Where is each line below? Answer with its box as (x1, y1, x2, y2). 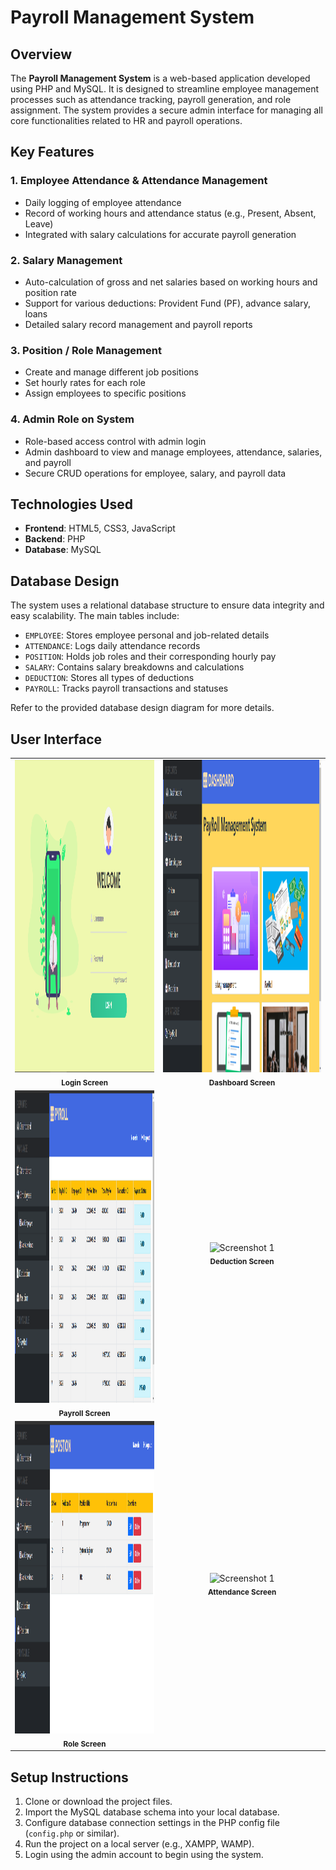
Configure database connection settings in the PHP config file (24, 1816, 280, 1828)
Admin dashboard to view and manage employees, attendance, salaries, (24, 446, 323, 458)
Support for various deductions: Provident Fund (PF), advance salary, (24, 297, 311, 309)
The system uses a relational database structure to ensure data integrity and (10, 599, 325, 611)
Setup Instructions (10, 1769, 129, 1786)
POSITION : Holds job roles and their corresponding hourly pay (24, 651, 277, 663)
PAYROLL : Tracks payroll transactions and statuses (24, 682, 229, 695)
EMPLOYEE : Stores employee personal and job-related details (24, 629, 270, 641)
